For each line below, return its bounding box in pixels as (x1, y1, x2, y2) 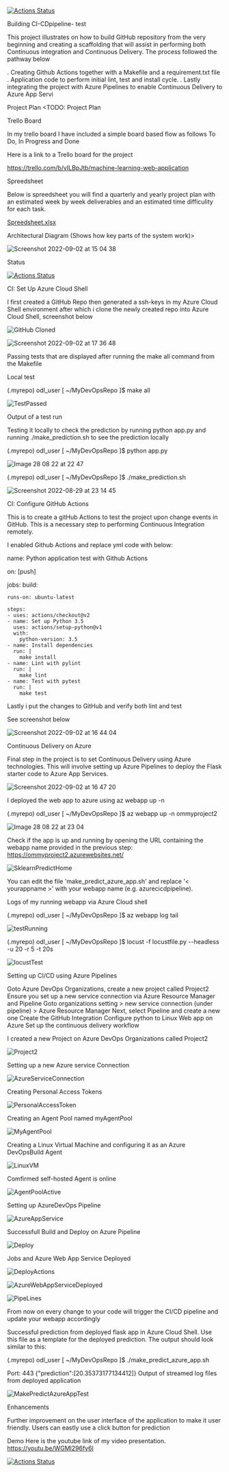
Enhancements (7, 1403, 49, 1411)
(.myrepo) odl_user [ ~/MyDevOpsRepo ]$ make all (7, 386, 150, 394)
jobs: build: (7, 581, 38, 589)
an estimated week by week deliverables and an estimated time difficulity (7, 197, 213, 206)
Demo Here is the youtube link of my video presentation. (7, 1437, 166, 1445)
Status (7, 258, 25, 266)
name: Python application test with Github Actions (7, 554, 148, 562)
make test (19, 690, 48, 697)
